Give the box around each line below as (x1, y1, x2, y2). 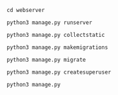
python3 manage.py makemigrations (6, 44, 109, 51)
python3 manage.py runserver (6, 19, 93, 26)
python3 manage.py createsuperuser (6, 69, 112, 76)
